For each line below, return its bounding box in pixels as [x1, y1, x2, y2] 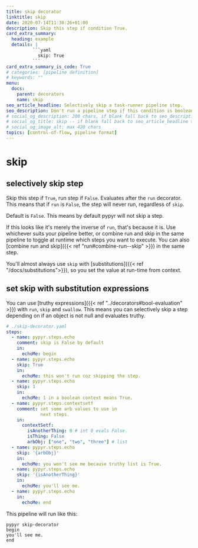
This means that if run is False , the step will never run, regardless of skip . [6, 201, 184, 208]
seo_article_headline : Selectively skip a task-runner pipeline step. [6, 102, 183, 108]
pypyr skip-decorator [6, 521, 60, 527]
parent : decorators [16, 91, 65, 97]
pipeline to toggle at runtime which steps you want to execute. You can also [6, 236, 190, 243]
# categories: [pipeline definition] [6, 69, 99, 75]
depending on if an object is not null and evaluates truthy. [6, 312, 146, 319]
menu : [6, 80, 19, 86]
